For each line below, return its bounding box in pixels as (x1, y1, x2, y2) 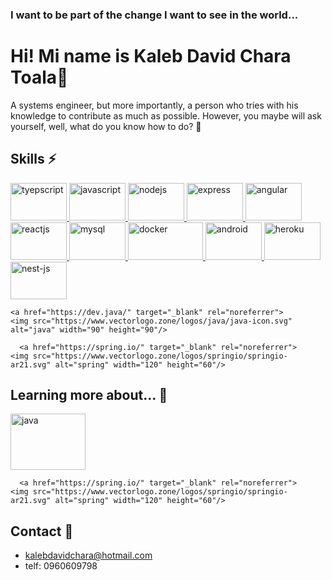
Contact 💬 (10, 523, 74, 540)
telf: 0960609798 (24, 560, 98, 572)
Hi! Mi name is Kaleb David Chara (10, 45, 292, 68)
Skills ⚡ (10, 151, 57, 168)
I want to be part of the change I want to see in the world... (10, 8, 299, 22)
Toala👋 (10, 66, 69, 89)
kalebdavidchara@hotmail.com (24, 549, 153, 562)
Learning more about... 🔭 (10, 387, 168, 404)
